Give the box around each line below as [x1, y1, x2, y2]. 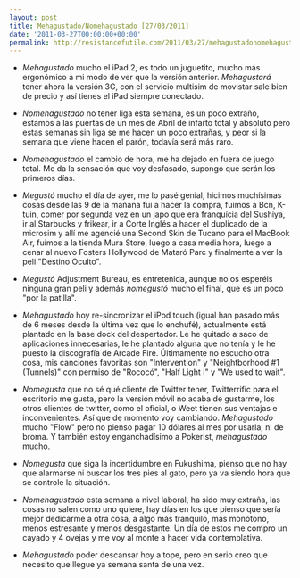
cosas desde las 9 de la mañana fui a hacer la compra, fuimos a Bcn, [21, 200, 276, 211]
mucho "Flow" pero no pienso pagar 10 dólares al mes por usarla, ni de [21, 422, 284, 433]
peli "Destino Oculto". [21, 256, 102, 268]
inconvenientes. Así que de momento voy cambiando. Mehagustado [21, 412, 274, 424]
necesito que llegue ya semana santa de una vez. [21, 559, 204, 570]
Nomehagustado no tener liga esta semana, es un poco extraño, [21, 108, 260, 119]
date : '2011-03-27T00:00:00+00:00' [9, 29, 142, 38]
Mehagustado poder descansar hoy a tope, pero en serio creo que [21, 549, 268, 560]
